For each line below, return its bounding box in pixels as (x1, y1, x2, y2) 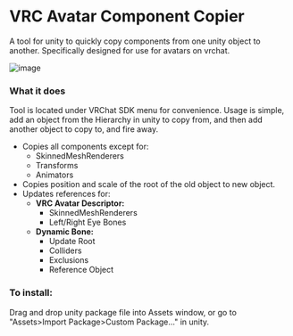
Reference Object (48, 265, 114, 275)
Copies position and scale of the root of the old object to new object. (21, 179, 275, 190)
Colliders (48, 245, 82, 256)
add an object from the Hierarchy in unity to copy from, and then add (9, 114, 264, 126)
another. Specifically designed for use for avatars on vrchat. (9, 45, 230, 55)
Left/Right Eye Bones (48, 217, 127, 228)
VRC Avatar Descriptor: (35, 198, 125, 209)
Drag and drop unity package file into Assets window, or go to (9, 307, 237, 317)
